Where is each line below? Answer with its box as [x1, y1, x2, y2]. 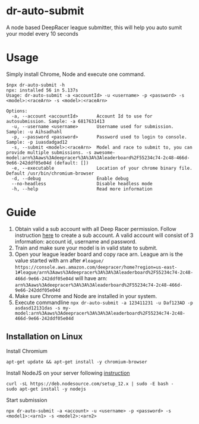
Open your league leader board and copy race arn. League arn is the [14, 251, 183, 258]
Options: [6, 108, 28, 114]
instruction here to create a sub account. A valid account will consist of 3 [14, 232, 194, 239]
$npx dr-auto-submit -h [6, 82, 65, 88]
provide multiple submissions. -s [6, 150, 92, 156]
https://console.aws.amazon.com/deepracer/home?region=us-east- [14, 264, 178, 270]
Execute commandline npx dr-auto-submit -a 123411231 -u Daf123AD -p [14, 299, 193, 306]
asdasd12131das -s [14, 305, 61, 311]
